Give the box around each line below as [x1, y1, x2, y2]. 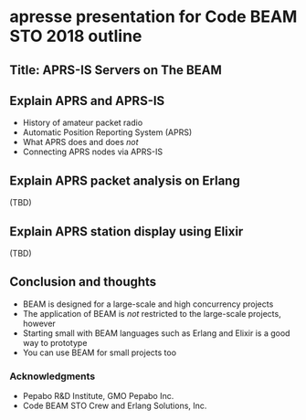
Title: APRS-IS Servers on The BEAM [9, 62, 222, 78]
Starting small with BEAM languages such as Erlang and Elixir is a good [22, 327, 290, 339]
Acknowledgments [9, 370, 96, 383]
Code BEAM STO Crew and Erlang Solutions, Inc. [22, 400, 207, 412]
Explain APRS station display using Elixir [9, 224, 244, 239]
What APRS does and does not [22, 137, 139, 148]
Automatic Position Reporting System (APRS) [22, 127, 193, 138]
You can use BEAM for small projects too [22, 347, 176, 358]
